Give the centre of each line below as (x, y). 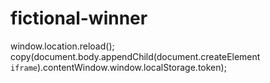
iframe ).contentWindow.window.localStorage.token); (118, 67)
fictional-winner (79, 18)
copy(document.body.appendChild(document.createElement (135, 56)
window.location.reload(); (62, 46)
